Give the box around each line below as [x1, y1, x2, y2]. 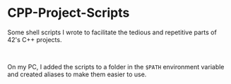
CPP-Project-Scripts [7, 5, 130, 21]
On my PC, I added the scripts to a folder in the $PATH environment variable [7, 62, 225, 71]
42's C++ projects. [7, 35, 62, 43]
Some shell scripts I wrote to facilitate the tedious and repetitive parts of [7, 28, 217, 36]
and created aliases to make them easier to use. [7, 70, 147, 78]
